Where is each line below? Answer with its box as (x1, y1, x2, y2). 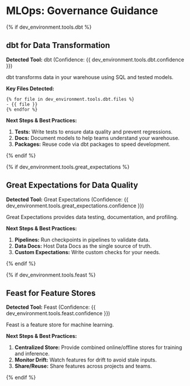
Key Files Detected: (6, 85, 54, 92)
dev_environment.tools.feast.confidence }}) (6, 310, 110, 317)
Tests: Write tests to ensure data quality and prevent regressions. (14, 128, 173, 135)
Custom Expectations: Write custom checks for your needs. (14, 248, 161, 255)
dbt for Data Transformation (6, 40, 110, 50)
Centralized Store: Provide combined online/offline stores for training (14, 344, 182, 351)
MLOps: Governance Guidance (6, 4, 158, 18)
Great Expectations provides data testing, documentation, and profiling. (6, 213, 178, 220)
